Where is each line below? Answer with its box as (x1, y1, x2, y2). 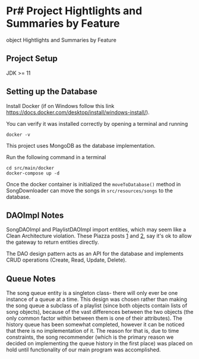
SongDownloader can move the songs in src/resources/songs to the (6, 187, 173, 194)
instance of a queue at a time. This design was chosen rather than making (6, 296, 187, 303)
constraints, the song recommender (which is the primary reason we (6, 333, 174, 341)
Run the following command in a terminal (6, 153, 106, 161)
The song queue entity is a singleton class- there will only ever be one (6, 290, 178, 297)
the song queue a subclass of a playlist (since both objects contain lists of (6, 302, 188, 309)
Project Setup (6, 53, 58, 63)
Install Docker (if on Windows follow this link (6, 102, 115, 109)
